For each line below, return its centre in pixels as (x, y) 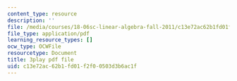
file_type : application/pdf (49, 33)
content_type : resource (42, 14)
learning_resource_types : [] (50, 40)
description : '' (31, 20)
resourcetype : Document (42, 54)
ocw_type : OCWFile (34, 46)
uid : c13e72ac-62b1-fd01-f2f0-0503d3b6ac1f (72, 66)
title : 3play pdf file (41, 60)
